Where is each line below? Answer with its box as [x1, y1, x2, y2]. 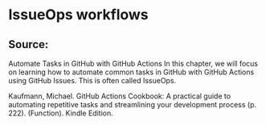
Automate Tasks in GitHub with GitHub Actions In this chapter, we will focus [8, 58, 259, 68]
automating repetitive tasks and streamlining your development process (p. [8, 100, 257, 109]
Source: [8, 38, 49, 51]
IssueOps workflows [8, 6, 149, 24]
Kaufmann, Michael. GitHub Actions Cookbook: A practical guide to [8, 91, 231, 101]
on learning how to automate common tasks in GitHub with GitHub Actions [8, 67, 255, 77]
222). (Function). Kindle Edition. [8, 108, 114, 118]
